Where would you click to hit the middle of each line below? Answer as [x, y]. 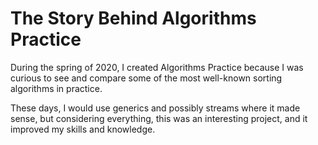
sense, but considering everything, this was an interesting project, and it [159, 118]
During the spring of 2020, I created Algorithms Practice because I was [157, 67]
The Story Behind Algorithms [133, 18]
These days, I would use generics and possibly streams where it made [155, 108]
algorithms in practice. [56, 88]
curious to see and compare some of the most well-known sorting [146, 78]
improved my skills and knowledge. [83, 129]
